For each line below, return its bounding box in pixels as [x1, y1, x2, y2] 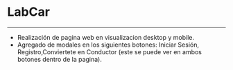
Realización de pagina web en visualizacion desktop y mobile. [17, 33, 194, 41]
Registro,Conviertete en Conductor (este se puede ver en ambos [17, 47, 202, 56]
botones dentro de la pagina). [17, 55, 102, 63]
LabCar [7, 4, 51, 20]
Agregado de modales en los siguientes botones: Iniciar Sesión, [17, 40, 200, 49]
